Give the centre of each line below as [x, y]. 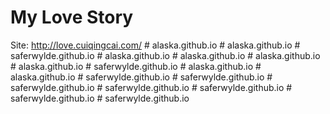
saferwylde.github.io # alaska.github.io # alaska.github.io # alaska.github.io [165, 55]
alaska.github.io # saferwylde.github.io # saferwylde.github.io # [141, 77]
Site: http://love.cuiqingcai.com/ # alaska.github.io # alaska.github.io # [155, 45]
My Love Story [72, 17]
